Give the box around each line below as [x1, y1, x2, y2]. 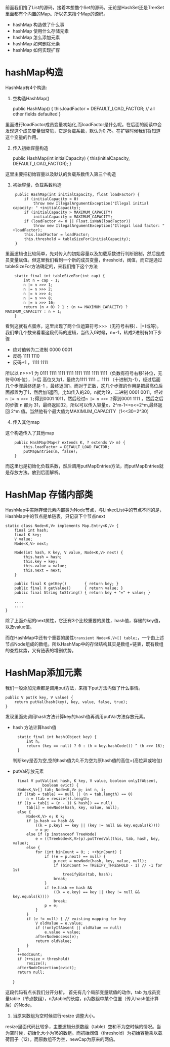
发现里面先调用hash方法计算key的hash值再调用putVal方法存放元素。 [5, 713, 148, 719]
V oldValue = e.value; [35, 920, 83, 926]
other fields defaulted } [12, 111, 61, 117]
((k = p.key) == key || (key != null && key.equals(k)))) [35, 823, 160, 828]
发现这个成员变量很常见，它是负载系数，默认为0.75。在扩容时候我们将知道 [5, 128, 161, 134]
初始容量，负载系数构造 [12, 182, 62, 188]
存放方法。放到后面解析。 [9, 469, 63, 475]
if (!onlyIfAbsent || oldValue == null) [35, 925, 122, 930]
